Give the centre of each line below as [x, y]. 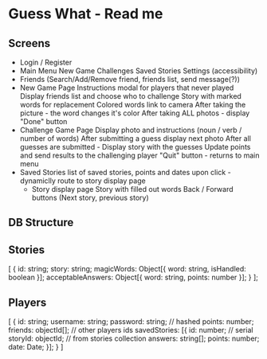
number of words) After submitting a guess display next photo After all [135, 139]
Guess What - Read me [86, 14]
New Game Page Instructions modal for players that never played [127, 88]
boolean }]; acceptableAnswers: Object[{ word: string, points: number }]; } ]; [133, 277]
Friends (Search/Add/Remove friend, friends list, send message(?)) [130, 79]
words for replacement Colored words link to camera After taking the [133, 105]
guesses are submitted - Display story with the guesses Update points [135, 147]
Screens [29, 43]
